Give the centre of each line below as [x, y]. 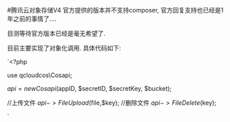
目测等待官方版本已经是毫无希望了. [56, 33]
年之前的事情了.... [32, 19]
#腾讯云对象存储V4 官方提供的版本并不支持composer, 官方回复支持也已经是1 [115, 10]
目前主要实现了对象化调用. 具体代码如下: [64, 48]
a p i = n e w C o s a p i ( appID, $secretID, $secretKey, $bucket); [90, 89]
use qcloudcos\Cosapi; [40, 75]
